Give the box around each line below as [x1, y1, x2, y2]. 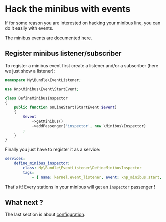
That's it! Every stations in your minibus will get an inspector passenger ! [5, 184, 156, 190]
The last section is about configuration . [5, 211, 86, 218]
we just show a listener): [5, 68, 55, 74]
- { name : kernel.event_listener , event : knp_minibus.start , [31, 175, 162, 180]
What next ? [5, 198, 43, 207]
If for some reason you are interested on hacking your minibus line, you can [5, 20, 161, 26]
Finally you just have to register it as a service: [5, 146, 101, 153]
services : [5, 156, 26, 161]
